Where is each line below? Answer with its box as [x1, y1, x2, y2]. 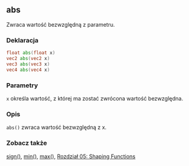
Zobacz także [6, 139, 47, 147]
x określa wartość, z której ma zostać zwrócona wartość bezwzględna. [6, 95, 184, 102]
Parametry [6, 81, 38, 90]
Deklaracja [6, 36, 39, 44]
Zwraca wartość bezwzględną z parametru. [6, 21, 115, 28]
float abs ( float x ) [6, 50, 56, 56]
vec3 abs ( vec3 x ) [6, 61, 50, 67]
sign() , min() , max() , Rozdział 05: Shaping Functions [6, 153, 136, 160]
